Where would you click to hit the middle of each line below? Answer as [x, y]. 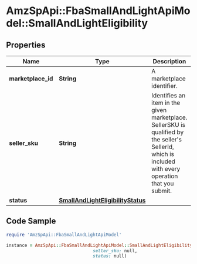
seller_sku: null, [115, 251]
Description [169, 61]
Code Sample [31, 221]
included [164, 161]
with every [166, 169]
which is [163, 154]
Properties [26, 45]
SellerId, [163, 147]
